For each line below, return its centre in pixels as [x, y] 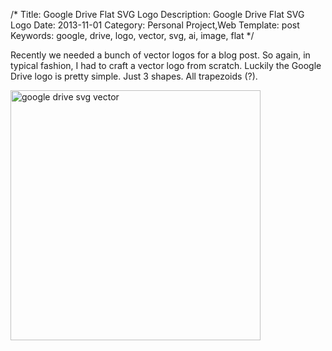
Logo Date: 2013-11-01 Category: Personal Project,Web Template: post [155, 25]
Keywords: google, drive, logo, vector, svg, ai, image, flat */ [132, 35]
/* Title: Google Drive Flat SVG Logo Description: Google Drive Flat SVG [157, 14]
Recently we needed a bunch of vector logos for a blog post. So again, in [160, 55]
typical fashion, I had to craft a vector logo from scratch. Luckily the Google [166, 65]
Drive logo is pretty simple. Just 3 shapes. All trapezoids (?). [134, 76]
